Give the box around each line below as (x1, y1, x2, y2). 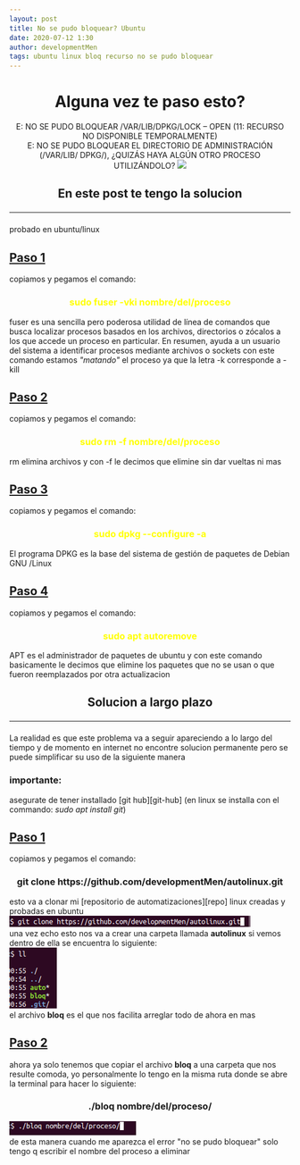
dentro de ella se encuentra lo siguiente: (9, 937, 158, 948)
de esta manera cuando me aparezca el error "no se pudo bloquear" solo (9, 1136, 279, 1147)
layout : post (9, 14, 58, 23)
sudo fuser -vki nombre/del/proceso (69, 296, 231, 308)
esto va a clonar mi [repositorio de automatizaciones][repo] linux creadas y (9, 896, 286, 907)
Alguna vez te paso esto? (54, 92, 246, 112)
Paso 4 (9, 583, 49, 599)
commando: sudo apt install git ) (9, 804, 127, 815)
